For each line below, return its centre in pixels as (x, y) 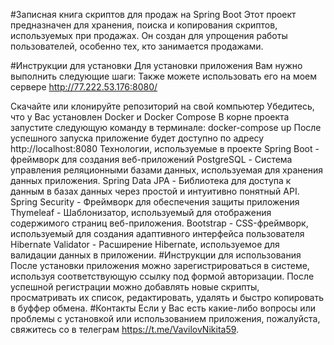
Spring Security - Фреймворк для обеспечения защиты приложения (155, 202)
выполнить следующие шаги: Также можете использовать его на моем (164, 76)
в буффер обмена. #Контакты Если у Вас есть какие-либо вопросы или (163, 308)
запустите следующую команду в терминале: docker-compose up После (166, 127)
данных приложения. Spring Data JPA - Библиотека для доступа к (151, 180)
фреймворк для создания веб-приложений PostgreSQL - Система (151, 159)
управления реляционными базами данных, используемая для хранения (166, 170)
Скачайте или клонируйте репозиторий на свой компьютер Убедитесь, (162, 106)
